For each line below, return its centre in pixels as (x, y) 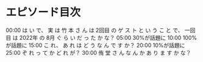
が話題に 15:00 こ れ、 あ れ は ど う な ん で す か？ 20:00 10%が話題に (95, 45)
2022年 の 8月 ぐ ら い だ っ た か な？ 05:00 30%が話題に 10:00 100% (108, 37)
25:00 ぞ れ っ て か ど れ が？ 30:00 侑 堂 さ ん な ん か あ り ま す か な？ (98, 52)
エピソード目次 (43, 12)
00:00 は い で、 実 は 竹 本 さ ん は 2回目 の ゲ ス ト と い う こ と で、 (94, 30)
